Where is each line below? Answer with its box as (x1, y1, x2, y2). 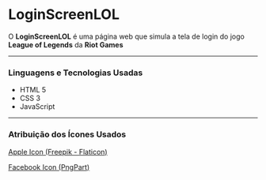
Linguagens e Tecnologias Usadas (8, 67, 143, 78)
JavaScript (19, 102, 55, 111)
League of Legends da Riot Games (8, 39, 123, 49)
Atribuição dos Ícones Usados (8, 129, 127, 140)
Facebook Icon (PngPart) (8, 162, 90, 171)
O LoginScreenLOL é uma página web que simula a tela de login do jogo (8, 32, 245, 41)
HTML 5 (19, 85, 47, 95)
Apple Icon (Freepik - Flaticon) (8, 147, 108, 156)
